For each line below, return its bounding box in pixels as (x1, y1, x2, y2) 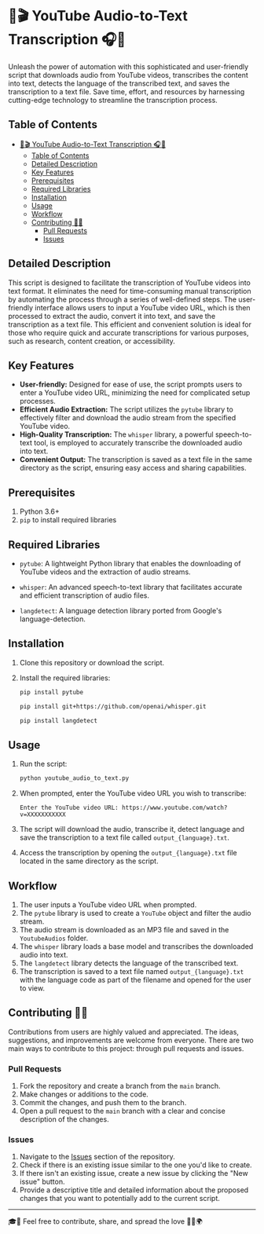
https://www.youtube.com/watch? (121, 804, 228, 812)
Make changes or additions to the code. (19, 1089, 149, 1099)
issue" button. (19, 1177, 65, 1187)
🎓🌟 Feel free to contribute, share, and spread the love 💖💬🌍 (8, 1217, 203, 1226)
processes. (19, 397, 57, 406)
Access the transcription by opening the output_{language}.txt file (19, 848, 237, 858)
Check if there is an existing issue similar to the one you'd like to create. (19, 1160, 253, 1170)
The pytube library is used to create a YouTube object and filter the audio (19, 908, 251, 917)
